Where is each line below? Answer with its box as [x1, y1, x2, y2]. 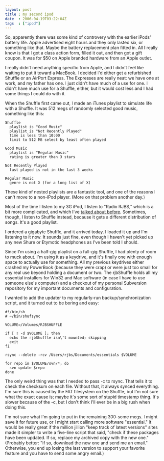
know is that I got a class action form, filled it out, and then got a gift [5, 50, 142, 56]
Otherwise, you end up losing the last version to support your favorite [5, 445, 145, 451]
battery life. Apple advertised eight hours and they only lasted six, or [5, 40, 143, 46]
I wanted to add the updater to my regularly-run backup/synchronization [5, 295, 151, 301]
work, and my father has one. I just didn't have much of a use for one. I [5, 81, 148, 86]
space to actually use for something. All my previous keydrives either [5, 259, 144, 265]
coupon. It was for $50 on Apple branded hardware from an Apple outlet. [5, 55, 153, 61]
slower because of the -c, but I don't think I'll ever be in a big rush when [5, 399, 150, 405]
